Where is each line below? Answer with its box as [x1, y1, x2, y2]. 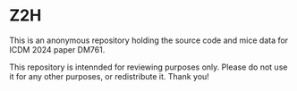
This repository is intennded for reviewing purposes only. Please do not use [9, 62, 288, 72]
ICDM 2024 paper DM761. [9, 44, 106, 54]
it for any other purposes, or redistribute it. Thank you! [9, 70, 210, 81]
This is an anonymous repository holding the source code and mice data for [9, 35, 289, 45]
